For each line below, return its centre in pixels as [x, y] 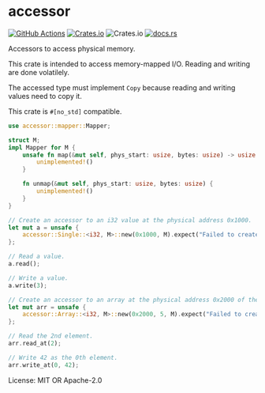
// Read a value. [37, 257]
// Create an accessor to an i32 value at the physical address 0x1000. [130, 220]
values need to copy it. [45, 96]
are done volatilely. [39, 72]
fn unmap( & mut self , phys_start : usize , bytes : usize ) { [118, 184]
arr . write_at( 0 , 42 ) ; [44, 365]
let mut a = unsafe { [44, 228]
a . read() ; [24, 264]
